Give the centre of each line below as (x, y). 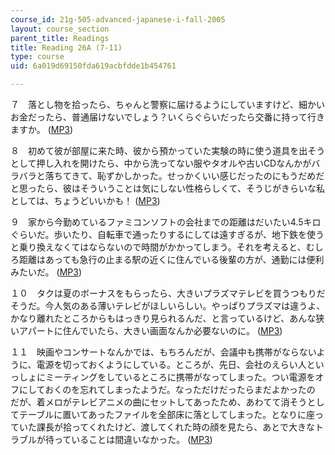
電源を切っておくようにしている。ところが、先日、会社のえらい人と (176, 364)
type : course (37, 57)
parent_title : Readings (60, 38)
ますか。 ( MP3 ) (42, 129)
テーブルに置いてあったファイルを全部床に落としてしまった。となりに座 (166, 414)
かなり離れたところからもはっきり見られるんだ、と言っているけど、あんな (163, 318)
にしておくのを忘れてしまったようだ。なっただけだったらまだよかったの (167, 389)
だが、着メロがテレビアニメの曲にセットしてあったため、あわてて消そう (159, 402)
